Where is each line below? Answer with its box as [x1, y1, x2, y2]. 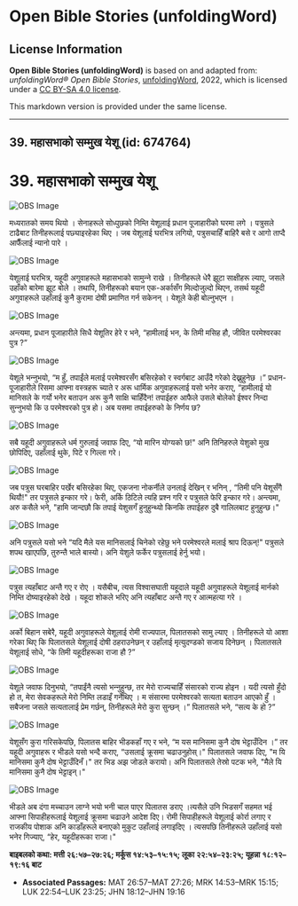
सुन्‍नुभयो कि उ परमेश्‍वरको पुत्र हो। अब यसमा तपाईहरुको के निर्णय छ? [9, 402, 201, 414]
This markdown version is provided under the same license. [9, 101, 228, 112]
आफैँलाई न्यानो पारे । [9, 238, 68, 248]
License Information [9, 42, 122, 57]
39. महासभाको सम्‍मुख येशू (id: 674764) [9, 135, 192, 150]
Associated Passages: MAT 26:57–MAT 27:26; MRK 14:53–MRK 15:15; [21, 877, 279, 888]
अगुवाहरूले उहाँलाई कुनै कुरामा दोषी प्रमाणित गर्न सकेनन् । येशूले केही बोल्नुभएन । [9, 293, 235, 303]
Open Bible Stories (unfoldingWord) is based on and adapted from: [9, 65, 258, 75]
